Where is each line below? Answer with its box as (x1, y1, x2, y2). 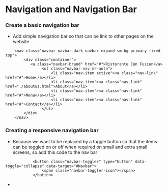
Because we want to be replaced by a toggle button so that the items (12, 138, 157, 144)
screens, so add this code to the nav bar (12, 149, 98, 155)
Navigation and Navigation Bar (5, 4, 137, 15)
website (12, 39, 30, 45)
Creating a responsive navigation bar (5, 127, 99, 134)
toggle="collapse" (5, 164, 44, 169)
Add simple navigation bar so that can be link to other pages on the (12, 33, 154, 39)
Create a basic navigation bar (5, 22, 80, 29)
